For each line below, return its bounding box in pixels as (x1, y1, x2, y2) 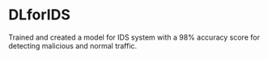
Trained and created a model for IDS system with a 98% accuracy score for (8, 32, 261, 42)
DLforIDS (8, 6, 71, 24)
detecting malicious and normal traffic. (8, 40, 138, 50)
